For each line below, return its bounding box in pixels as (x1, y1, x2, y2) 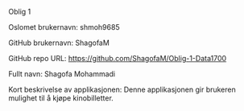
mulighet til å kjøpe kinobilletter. (8, 93, 114, 103)
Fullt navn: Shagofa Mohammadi (8, 69, 116, 79)
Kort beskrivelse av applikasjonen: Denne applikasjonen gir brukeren (8, 84, 236, 94)
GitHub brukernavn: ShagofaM (8, 38, 110, 47)
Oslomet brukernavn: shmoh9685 (8, 23, 120, 31)
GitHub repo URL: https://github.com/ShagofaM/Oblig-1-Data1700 (8, 54, 227, 63)
